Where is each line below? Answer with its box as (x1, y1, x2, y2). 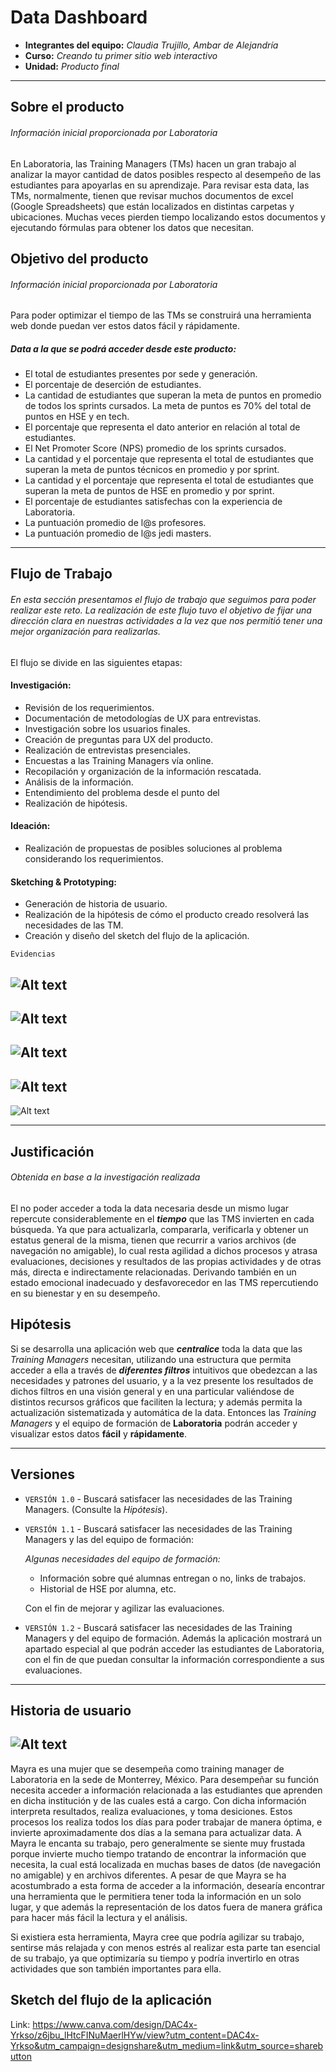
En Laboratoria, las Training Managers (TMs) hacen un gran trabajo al (10, 157, 297, 170)
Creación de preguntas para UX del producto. (24, 733, 213, 745)
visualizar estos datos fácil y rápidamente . (10, 1427, 188, 1440)
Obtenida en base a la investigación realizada (10, 1171, 201, 1183)
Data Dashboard (10, 6, 148, 29)
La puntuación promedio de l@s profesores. (24, 517, 207, 529)
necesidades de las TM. (24, 919, 124, 931)
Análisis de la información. (24, 776, 134, 788)
